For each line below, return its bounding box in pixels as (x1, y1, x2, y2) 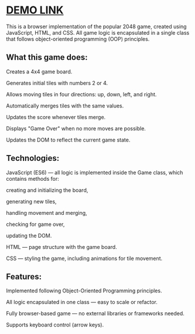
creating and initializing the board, (6, 186, 88, 194)
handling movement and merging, (6, 209, 87, 216)
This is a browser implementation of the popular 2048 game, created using (6, 23, 187, 30)
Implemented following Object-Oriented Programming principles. (6, 287, 162, 294)
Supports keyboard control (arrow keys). (6, 321, 104, 329)
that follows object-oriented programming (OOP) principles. (6, 35, 150, 42)
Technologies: (6, 153, 60, 163)
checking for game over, (6, 221, 65, 228)
